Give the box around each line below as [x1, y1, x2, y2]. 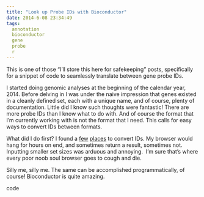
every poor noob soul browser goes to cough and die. [6, 154, 142, 162]
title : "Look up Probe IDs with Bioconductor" [6, 9, 127, 15]
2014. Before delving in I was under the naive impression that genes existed [6, 90, 197, 98]
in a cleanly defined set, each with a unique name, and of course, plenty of [6, 97, 195, 104]
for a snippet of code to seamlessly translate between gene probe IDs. [6, 72, 184, 80]
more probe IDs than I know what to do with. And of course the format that [6, 110, 194, 117]
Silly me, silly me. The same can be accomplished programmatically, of [6, 166, 185, 173]
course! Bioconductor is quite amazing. [6, 173, 105, 180]
